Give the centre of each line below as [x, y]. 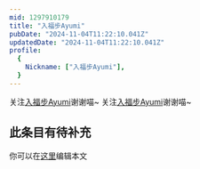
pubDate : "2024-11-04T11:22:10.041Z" [79, 34]
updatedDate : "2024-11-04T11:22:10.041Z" [87, 42]
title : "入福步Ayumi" [47, 26]
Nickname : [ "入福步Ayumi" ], [75, 68]
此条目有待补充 [50, 133]
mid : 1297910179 [39, 17]
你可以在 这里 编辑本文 [48, 156]
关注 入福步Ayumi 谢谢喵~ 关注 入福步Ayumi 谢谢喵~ [100, 101]
